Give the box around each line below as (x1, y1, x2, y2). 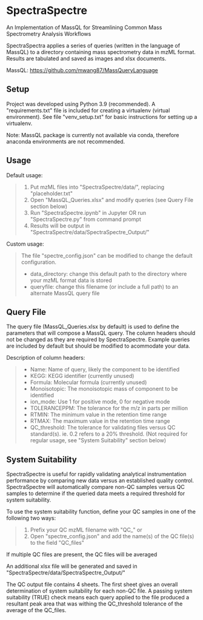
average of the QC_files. (6, 607, 67, 614)
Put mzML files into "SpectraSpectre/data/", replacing (30, 183, 165, 190)
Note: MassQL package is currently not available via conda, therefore (6, 131, 179, 138)
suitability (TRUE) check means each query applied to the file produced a (6, 594, 190, 601)
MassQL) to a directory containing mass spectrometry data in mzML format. (6, 48, 196, 55)
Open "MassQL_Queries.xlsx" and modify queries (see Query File (30, 196, 194, 203)
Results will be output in (30, 222, 90, 229)
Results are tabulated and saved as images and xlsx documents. (6, 55, 167, 62)
